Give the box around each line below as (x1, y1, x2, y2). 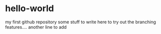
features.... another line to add (5, 24, 67, 30)
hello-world (5, 3, 54, 14)
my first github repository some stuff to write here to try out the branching (5, 19, 156, 25)
